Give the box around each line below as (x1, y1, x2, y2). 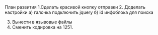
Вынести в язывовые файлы (12, 19, 72, 25)
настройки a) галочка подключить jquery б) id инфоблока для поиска (5, 9, 154, 15)
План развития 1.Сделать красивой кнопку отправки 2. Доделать (5, 4, 146, 10)
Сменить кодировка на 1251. (12, 24, 73, 30)
